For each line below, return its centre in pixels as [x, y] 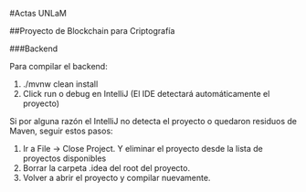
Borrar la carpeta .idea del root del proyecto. [106, 168]
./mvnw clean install [60, 84]
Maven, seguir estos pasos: [61, 131]
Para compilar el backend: [58, 66]
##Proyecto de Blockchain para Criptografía [92, 31]
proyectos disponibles [64, 158]
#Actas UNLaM [38, 13]
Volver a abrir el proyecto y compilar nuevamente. [116, 178]
